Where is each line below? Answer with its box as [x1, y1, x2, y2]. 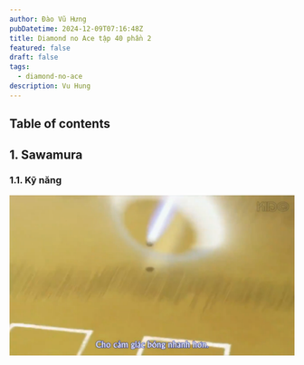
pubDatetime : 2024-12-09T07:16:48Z [9, 24, 144, 34]
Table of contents [9, 116, 110, 131]
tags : [9, 62, 30, 72]
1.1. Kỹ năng [9, 174, 62, 187]
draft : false [9, 53, 59, 62]
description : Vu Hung [9, 82, 91, 91]
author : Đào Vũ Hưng [9, 14, 88, 24]
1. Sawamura [9, 147, 83, 162]
